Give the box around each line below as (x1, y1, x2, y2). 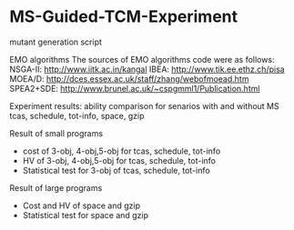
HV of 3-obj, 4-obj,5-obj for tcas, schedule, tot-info (22, 155, 217, 165)
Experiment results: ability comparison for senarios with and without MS (9, 100, 279, 111)
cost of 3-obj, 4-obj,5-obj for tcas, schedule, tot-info (22, 145, 221, 156)
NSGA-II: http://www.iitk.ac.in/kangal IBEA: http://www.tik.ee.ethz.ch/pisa (9, 64, 285, 75)
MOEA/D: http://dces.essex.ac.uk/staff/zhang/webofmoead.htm (9, 73, 249, 84)
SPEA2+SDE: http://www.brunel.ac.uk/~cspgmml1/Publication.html (9, 83, 260, 94)
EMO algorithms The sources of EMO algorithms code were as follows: (9, 54, 275, 65)
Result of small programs (9, 127, 103, 138)
